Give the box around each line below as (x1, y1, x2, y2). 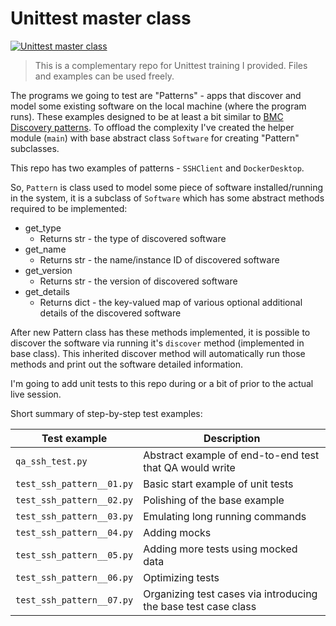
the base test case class (143, 599, 257, 613)
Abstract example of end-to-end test (143, 448, 320, 462)
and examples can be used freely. (34, 70, 175, 82)
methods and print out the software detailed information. (10, 358, 244, 370)
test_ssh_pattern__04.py (15, 527, 134, 538)
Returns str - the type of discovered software (39, 232, 227, 244)
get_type (24, 222, 62, 234)
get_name (24, 243, 67, 255)
